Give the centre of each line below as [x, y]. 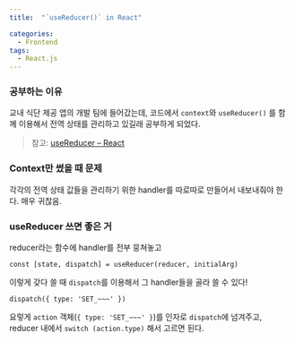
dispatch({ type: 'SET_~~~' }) [68, 299]
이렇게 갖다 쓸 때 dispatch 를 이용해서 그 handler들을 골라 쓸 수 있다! [129, 282]
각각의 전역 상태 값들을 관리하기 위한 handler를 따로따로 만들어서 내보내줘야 [142, 190]
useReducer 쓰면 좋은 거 [61, 227]
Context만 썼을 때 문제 [56, 168]
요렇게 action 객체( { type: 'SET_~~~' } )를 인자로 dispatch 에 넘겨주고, [136, 317]
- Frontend [38, 42]
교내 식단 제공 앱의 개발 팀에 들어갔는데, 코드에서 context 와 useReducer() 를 [143, 113]
